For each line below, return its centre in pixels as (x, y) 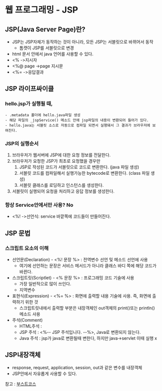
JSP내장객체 (23, 355)
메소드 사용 (30, 314)
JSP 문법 (18, 233)
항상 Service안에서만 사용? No (39, 205)
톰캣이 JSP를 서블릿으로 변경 (47, 48)
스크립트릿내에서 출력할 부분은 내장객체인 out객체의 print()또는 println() (87, 308)
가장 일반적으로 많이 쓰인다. (45, 284)
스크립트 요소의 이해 (27, 248)
